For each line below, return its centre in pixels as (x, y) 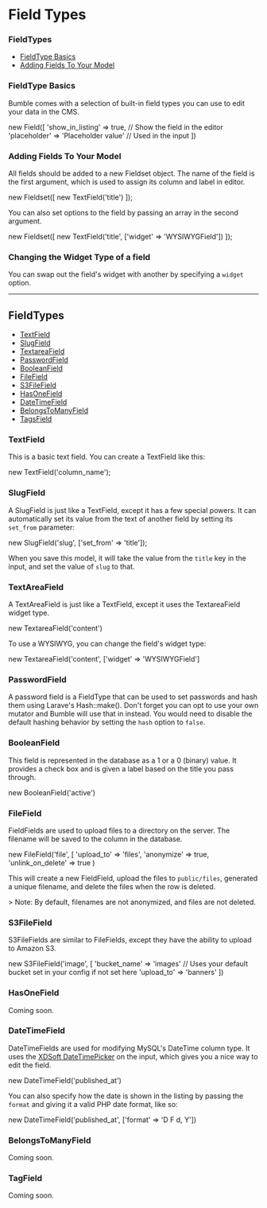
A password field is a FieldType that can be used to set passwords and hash (133, 697)
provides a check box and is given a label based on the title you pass (121, 768)
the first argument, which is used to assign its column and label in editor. (127, 182)
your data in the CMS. (44, 111)
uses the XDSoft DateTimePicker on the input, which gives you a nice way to (133, 1056)
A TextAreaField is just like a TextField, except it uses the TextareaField (124, 604)
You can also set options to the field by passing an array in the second (123, 213)
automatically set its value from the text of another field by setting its (121, 519)
